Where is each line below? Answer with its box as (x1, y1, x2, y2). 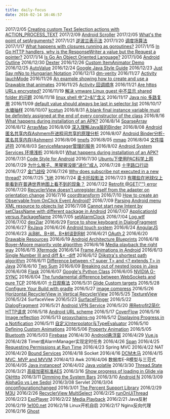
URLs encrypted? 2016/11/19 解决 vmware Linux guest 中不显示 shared (5, 88, 152, 94)
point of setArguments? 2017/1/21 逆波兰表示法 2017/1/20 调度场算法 (5, 37, 148, 44)
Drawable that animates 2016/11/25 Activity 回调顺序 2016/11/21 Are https (5, 82, 157, 88)
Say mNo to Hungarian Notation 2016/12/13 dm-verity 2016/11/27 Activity (5, 70, 157, 76)
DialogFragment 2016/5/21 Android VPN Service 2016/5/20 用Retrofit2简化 (5, 302, 160, 308)
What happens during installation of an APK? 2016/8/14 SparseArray (5, 118, 148, 124)
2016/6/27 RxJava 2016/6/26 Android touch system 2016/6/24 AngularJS (5, 224, 158, 231)
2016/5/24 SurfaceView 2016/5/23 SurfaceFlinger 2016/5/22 (5, 296, 132, 302)
